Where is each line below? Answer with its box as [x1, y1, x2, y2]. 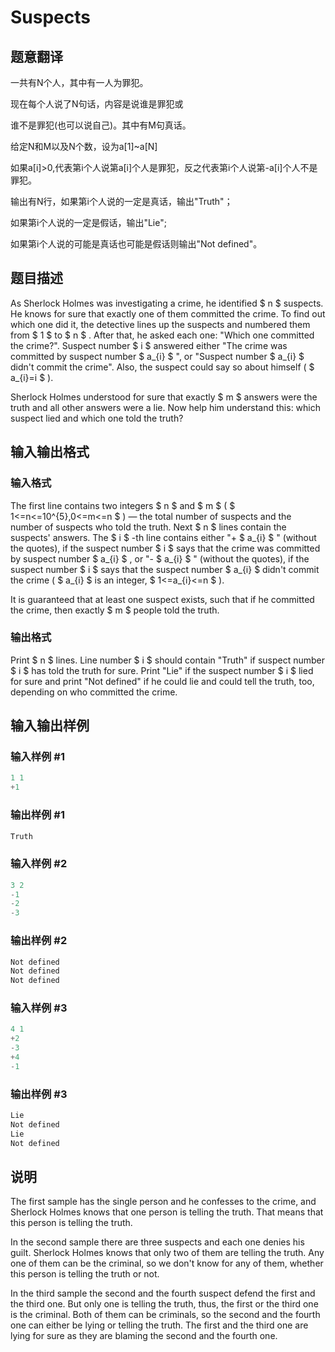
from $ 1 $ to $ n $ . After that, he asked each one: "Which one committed [10, 329, 315, 341]
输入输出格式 [10, 444, 90, 461]
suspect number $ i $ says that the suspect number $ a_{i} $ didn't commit [10, 563, 320, 575]
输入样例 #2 [10, 857, 68, 871]
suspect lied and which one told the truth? [10, 412, 184, 424]
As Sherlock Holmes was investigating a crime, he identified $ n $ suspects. [10, 297, 324, 309]
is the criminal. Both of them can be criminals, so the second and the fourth [10, 1309, 321, 1321]
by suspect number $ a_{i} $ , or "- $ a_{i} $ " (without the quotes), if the [10, 552, 310, 565]
